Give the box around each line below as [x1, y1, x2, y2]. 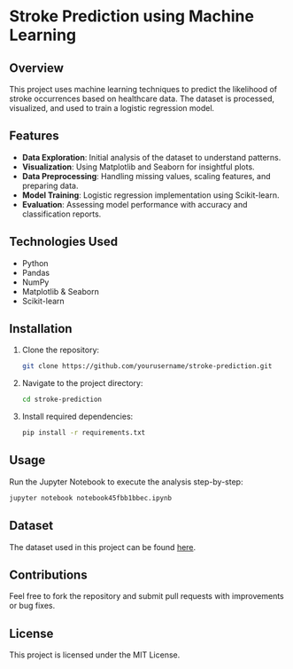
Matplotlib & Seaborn [21, 286, 99, 296]
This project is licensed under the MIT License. [9, 649, 181, 660]
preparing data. [21, 180, 79, 191]
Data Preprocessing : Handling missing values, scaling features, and [21, 170, 271, 181]
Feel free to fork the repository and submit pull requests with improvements [9, 591, 285, 602]
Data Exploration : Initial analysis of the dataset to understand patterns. [21, 152, 281, 162]
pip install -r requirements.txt [21, 429, 146, 437]
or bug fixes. [9, 601, 56, 611]
